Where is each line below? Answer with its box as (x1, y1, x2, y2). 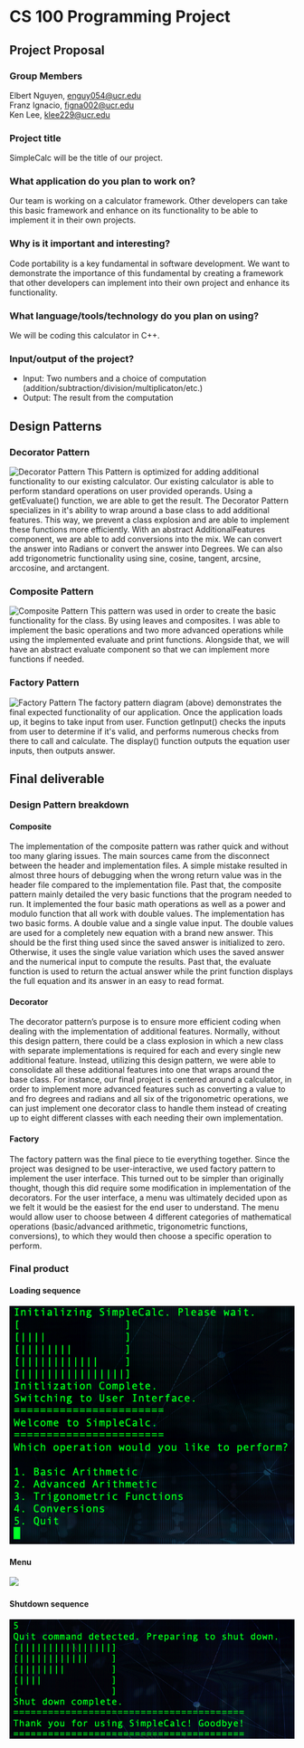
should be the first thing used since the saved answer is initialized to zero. (9, 937, 286, 948)
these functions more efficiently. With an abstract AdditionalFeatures (9, 524, 265, 535)
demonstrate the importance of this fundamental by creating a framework (9, 267, 284, 278)
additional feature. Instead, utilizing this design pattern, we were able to (9, 1055, 276, 1065)
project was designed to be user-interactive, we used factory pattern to (9, 1163, 276, 1174)
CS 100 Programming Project (9, 6, 231, 27)
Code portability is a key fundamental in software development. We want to (9, 258, 290, 269)
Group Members (9, 70, 83, 82)
